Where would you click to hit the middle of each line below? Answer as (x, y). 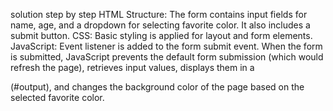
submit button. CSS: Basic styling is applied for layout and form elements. (161, 35)
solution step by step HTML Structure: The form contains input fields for (159, 14)
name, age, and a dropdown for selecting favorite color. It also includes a (160, 25)
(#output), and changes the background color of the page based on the (157, 87)
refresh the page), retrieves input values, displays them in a (132, 67)
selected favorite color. (57, 97)
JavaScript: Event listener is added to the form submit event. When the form (166, 46)
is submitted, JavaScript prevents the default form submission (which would (167, 57)
